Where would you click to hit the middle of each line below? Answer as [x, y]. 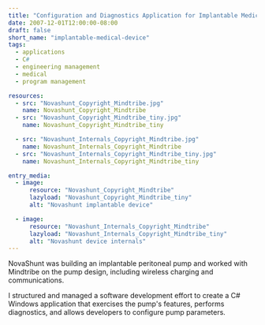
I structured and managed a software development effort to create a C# [124, 296]
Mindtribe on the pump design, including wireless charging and [111, 272]
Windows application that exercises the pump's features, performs [116, 304]
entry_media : [30, 176]
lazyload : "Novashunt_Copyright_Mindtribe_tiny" [110, 198]
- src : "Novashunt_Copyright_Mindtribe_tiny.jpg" [98, 118]
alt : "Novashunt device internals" [88, 241]
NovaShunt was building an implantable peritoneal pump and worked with [128, 263]
